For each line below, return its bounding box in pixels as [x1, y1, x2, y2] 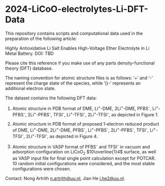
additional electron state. [5, 85, 56, 91]
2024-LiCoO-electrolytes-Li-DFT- [5, 3, 149, 15]
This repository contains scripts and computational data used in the [5, 30, 143, 36]
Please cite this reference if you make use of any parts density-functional [5, 60, 155, 66]
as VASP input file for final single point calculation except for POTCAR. [12, 155, 156, 161]
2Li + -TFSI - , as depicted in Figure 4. [26, 132, 98, 139]
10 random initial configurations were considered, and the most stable [12, 161, 155, 167]
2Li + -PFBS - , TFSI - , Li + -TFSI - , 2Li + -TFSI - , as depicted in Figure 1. [27, 110, 159, 117]
